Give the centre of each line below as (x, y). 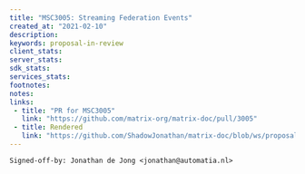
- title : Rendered (48, 128)
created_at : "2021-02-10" (58, 26)
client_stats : (36, 52)
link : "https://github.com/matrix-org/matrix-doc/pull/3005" (139, 119)
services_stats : (40, 77)
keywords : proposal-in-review (67, 43)
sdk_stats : (30, 69)
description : (34, 34)
